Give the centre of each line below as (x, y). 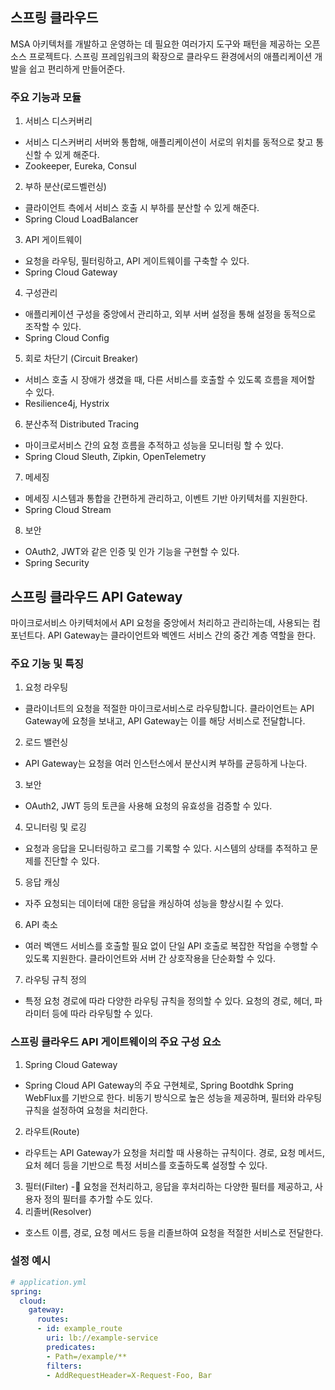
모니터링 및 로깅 (55, 827)
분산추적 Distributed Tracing (82, 424)
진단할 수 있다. (71, 861)
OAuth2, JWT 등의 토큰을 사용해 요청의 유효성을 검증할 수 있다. (148, 806)
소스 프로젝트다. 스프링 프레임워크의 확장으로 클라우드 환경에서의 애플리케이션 (161, 56)
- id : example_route (79, 1329)
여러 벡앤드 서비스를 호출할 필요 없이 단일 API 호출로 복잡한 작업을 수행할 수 (171, 946)
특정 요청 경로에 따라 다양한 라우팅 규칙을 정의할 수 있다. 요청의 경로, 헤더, (168, 1001)
